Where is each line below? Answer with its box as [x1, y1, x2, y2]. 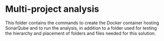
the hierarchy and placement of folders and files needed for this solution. [5, 30, 156, 36]
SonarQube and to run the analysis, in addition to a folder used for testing [5, 25, 157, 31]
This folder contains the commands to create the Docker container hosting [5, 20, 159, 26]
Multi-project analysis [5, 3, 99, 15]
